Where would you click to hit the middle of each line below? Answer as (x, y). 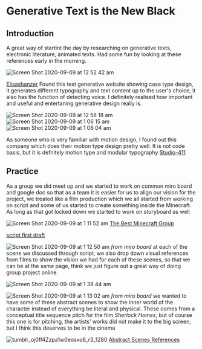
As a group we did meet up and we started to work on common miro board (99, 186)
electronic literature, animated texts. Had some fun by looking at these (94, 54)
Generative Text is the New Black (91, 11)
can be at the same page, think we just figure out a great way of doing (94, 266)
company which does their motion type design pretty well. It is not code (96, 146)
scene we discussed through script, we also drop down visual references (97, 253)
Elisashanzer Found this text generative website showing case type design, (100, 84)
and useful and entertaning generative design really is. (74, 103)
